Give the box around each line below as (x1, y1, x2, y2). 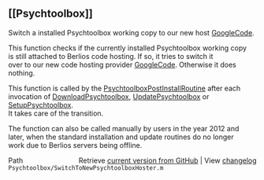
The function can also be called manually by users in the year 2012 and (8, 123, 240, 133)
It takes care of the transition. (8, 108, 104, 118)
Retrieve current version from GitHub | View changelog (78, 156, 257, 165)
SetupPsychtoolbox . (8, 100, 73, 109)
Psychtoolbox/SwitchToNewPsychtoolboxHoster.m (8, 163, 164, 172)
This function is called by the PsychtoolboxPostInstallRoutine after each (8, 83, 241, 93)
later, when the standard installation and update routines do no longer (8, 132, 234, 141)
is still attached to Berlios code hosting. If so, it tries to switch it (8, 51, 214, 61)
